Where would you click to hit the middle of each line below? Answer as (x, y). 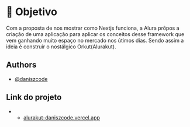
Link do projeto (34, 98)
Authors (21, 65)
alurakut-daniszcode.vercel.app (62, 117)
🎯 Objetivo (32, 12)
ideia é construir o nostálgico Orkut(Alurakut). (61, 47)
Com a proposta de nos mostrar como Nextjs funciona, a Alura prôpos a (93, 28)
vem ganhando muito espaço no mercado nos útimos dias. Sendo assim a (95, 40)
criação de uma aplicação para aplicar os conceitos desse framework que (95, 34)
